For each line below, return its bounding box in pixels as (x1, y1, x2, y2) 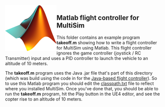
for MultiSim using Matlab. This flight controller (56, 45, 152, 51)
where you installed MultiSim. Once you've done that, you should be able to (5, 85, 159, 91)
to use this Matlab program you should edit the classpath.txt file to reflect (5, 80, 154, 86)
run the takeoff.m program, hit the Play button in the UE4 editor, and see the (5, 91, 160, 97)
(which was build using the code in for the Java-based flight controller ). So (5, 75, 158, 81)
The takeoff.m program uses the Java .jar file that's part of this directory (5, 70, 153, 76)
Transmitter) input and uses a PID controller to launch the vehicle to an (5, 55, 148, 61)
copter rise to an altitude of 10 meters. (5, 96, 83, 102)
